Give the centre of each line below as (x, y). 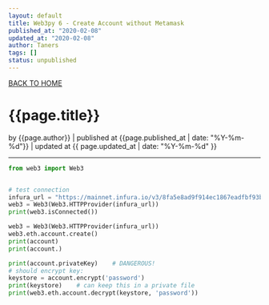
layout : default (35, 16)
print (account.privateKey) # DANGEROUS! (82, 263)
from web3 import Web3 (46, 168)
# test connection (39, 190)
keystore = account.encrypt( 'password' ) (77, 278)
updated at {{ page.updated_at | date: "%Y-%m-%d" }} (126, 146)
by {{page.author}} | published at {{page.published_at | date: (108, 138)
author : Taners (34, 46)
